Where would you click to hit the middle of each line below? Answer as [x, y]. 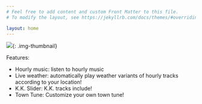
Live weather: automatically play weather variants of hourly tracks [96, 76]
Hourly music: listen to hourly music [59, 69]
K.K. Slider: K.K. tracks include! [53, 88]
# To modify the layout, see [43, 17]
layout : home [23, 28]
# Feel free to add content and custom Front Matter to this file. [93, 12]
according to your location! [48, 82]
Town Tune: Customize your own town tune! [69, 95]
